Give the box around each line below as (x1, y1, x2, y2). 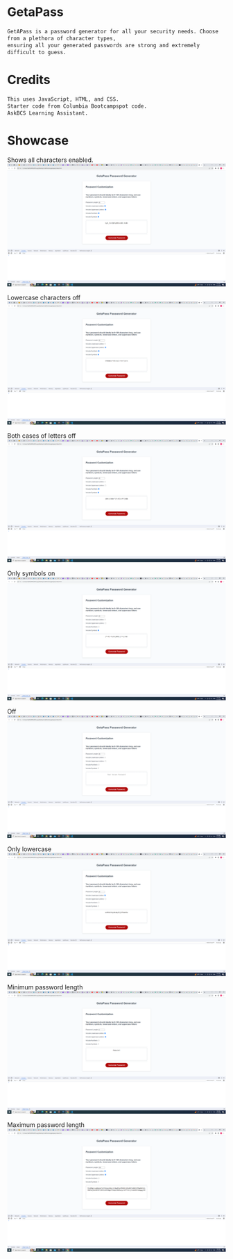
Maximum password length (7, 1121, 85, 1129)
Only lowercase (7, 845, 52, 853)
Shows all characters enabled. (7, 156, 94, 164)
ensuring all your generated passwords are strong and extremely (7, 42, 200, 49)
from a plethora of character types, (7, 35, 116, 42)
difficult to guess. (7, 49, 67, 56)
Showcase (7, 133, 69, 149)
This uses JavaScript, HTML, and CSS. (7, 95, 119, 103)
